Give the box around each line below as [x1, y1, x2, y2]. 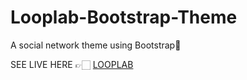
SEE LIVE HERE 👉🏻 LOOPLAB [10, 58, 134, 70]
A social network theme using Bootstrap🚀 [10, 39, 182, 51]
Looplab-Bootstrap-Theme [10, 6, 238, 29]
